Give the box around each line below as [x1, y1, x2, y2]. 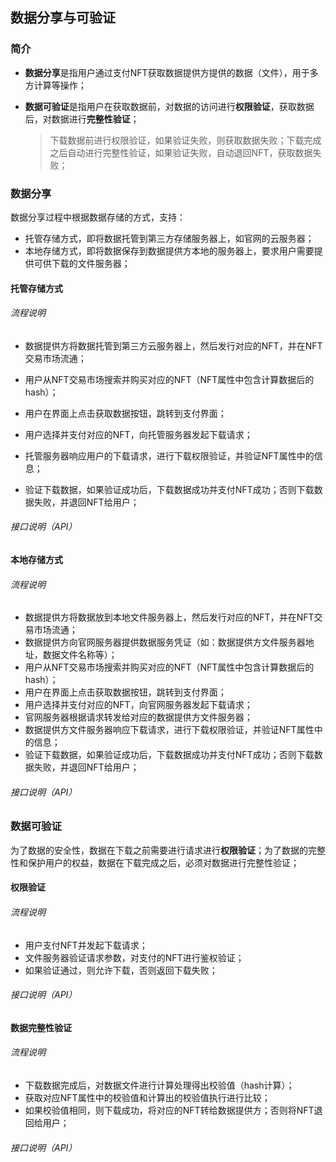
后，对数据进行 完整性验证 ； [24, 113, 140, 125]
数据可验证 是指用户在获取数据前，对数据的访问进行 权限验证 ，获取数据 [24, 100, 315, 112]
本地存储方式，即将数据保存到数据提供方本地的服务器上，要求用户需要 [24, 244, 315, 257]
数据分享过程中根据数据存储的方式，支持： [10, 211, 186, 223]
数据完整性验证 [10, 1021, 72, 1033]
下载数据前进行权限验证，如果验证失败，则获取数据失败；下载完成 [49, 134, 322, 146]
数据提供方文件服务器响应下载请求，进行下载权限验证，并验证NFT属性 [24, 724, 315, 736]
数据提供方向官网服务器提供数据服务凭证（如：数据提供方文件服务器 [24, 636, 306, 648]
